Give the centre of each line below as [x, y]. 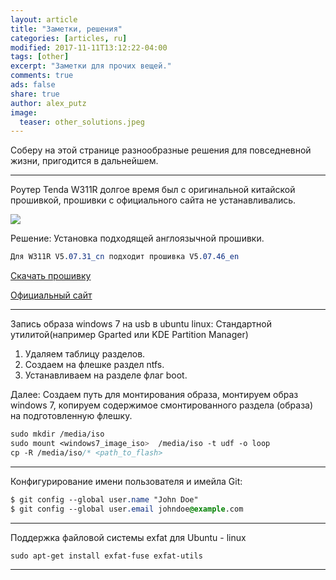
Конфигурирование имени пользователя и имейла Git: [126, 481]
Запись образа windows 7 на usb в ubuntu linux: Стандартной [141, 324]
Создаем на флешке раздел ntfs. [94, 365]
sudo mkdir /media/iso [57, 434]
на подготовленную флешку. [71, 416]
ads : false [33, 85]
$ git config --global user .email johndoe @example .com [127, 509]
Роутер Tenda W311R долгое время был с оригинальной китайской [153, 190]
